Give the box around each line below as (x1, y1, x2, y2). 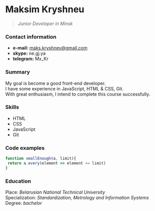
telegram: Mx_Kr (12, 56, 48, 62)
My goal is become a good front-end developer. (5, 80, 106, 86)
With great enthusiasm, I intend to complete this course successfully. (5, 91, 150, 97)
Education (5, 177, 32, 184)
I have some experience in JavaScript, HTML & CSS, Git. (5, 85, 124, 91)
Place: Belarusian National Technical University (5, 189, 106, 195)
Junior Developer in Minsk (17, 20, 73, 27)
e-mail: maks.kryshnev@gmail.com (12, 45, 88, 51)
